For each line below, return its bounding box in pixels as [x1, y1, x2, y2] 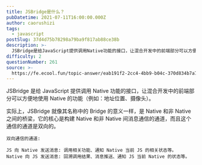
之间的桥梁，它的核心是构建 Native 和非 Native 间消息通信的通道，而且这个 [6, 115, 192, 122]
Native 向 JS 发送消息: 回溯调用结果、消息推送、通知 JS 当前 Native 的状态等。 [6, 154, 191, 160]
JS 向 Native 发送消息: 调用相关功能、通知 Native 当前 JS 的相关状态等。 [6, 148, 177, 154]
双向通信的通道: [6, 136, 41, 142]
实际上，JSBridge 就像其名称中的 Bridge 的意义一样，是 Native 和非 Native [6, 107, 191, 115]
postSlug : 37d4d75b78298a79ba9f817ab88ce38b [6, 37, 120, 43]
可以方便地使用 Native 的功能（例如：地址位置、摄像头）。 [11, 95, 155, 102]
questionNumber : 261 [6, 59, 58, 65]
